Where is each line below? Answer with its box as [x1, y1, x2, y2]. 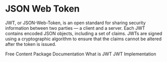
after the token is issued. [5, 41, 56, 47]
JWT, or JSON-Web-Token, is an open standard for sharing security [5, 20, 146, 26]
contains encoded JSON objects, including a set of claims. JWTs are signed [5, 30, 162, 36]
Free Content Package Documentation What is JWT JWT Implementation [5, 51, 156, 57]
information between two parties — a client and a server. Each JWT [5, 25, 145, 31]
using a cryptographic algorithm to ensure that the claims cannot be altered [5, 36, 162, 42]
